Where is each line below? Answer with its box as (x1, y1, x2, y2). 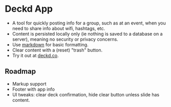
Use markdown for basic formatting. (12, 41, 89, 47)
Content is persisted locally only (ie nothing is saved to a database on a (12, 31, 163, 37)
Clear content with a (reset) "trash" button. (12, 47, 103, 53)
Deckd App (5, 3, 53, 15)
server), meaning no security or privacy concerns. (12, 36, 118, 42)
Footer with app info (12, 86, 55, 92)
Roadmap (5, 67, 36, 76)
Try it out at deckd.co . (12, 52, 59, 59)
